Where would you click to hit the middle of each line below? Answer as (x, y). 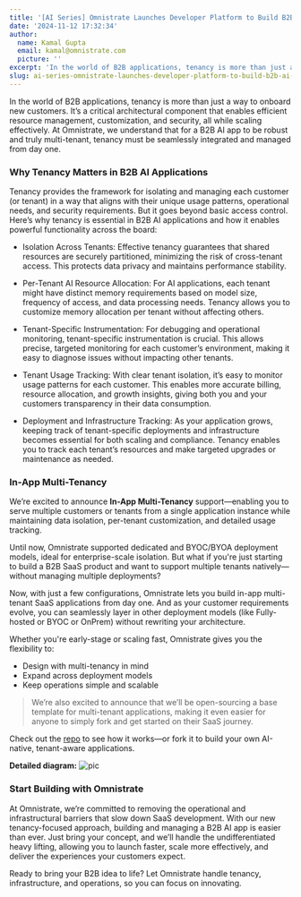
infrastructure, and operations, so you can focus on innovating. (125, 883)
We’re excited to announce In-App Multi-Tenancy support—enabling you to (149, 501)
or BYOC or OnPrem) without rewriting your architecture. (142, 622)
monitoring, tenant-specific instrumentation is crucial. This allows (143, 339)
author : (24, 34)
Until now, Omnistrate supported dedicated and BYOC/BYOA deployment (144, 548)
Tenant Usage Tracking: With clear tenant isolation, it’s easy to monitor (153, 375)
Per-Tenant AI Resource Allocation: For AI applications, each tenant (146, 284)
